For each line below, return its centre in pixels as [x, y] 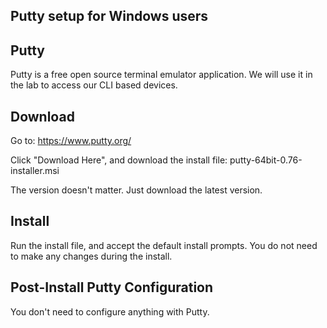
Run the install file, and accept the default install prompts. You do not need [164, 245]
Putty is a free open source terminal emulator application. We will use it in [161, 75]
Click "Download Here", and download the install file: [119, 160]
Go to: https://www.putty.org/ [71, 141]
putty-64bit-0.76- [266, 160]
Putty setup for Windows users [109, 16]
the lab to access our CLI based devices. [94, 85]
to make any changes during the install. [91, 256]
